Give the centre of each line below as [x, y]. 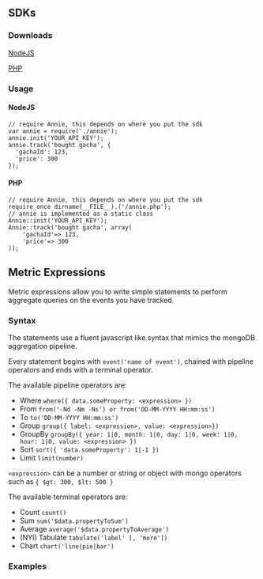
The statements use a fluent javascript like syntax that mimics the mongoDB [131, 338]
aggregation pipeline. [43, 346]
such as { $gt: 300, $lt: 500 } [61, 482]
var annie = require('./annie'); [63, 131]
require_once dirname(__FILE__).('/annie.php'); [90, 207]
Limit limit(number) [52, 458]
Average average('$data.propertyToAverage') [94, 529]
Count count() [43, 513]
